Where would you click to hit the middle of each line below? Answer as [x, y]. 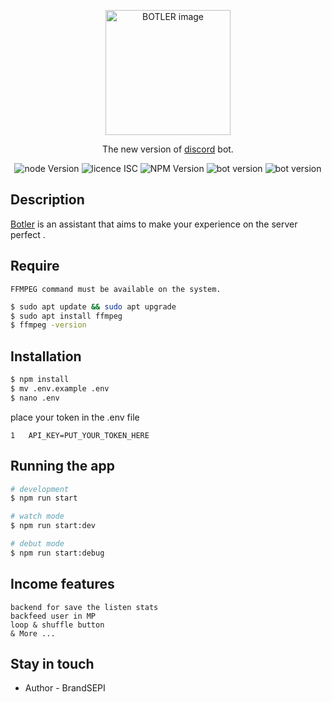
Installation [46, 356]
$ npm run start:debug [57, 553]
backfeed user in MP [53, 616]
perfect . [28, 234]
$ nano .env [35, 398]
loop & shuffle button [57, 625]
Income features [62, 584]
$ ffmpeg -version [48, 325]
